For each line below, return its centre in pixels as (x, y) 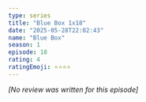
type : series (30, 15)
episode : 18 (28, 52)
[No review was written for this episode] (73, 89)
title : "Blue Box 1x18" (47, 23)
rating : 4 (24, 60)
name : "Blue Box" (37, 38)
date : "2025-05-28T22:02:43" (56, 30)
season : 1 (24, 45)
